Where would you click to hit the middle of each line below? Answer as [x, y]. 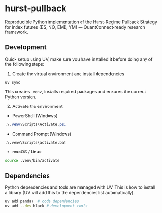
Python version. [21, 97]
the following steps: [25, 64]
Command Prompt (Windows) [42, 134]
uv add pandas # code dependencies [42, 201]
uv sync [13, 82]
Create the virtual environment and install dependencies [68, 74]
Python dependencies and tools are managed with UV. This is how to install [80, 187]
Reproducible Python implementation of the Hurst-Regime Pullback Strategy [81, 22]
